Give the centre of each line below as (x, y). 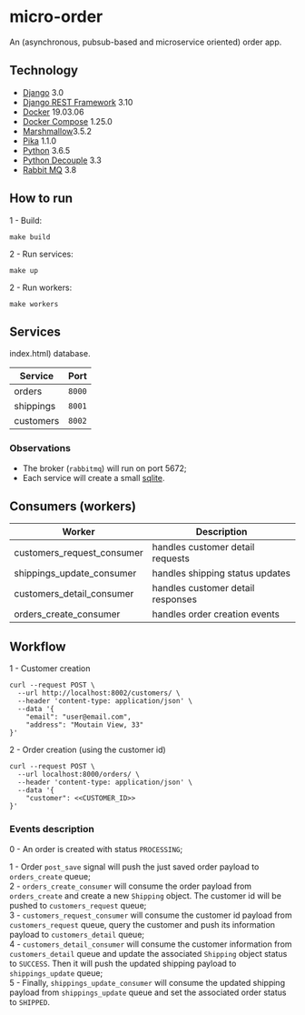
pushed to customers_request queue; (78, 905)
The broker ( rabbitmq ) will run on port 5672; (104, 468)
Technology (44, 70)
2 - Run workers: (41, 287)
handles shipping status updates (221, 573)
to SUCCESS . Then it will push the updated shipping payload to (123, 963)
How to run (41, 199)
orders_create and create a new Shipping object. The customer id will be (145, 895)
